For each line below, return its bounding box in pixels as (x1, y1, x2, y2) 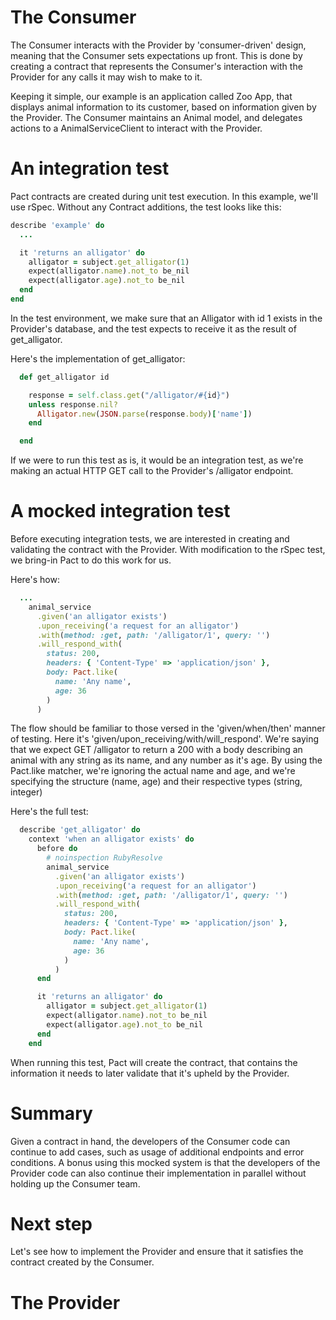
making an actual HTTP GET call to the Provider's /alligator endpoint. (10, 465, 294, 477)
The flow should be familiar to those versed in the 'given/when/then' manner (10, 722, 326, 735)
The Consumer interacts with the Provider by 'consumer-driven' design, (10, 39, 307, 51)
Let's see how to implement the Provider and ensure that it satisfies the (10, 1246, 304, 1258)
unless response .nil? (28, 399, 118, 410)
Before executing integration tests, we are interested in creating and (10, 533, 290, 545)
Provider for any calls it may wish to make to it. (10, 71, 203, 83)
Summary (10, 1102, 93, 1125)
